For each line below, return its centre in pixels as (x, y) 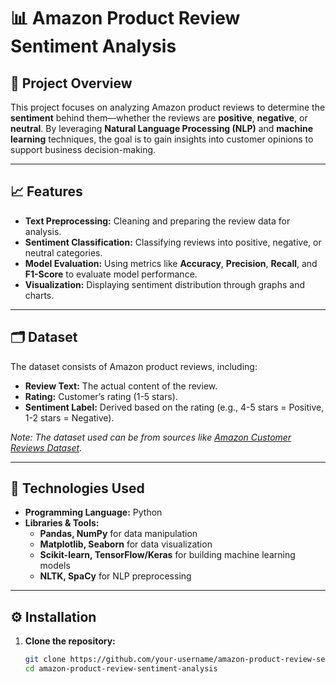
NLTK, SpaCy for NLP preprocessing (115, 576)
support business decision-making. (83, 149)
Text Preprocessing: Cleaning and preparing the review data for (157, 221)
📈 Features (46, 191)
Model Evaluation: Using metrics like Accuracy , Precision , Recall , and (171, 263)
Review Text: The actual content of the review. (121, 386)
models (55, 566)
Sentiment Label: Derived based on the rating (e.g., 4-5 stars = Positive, (174, 407)
